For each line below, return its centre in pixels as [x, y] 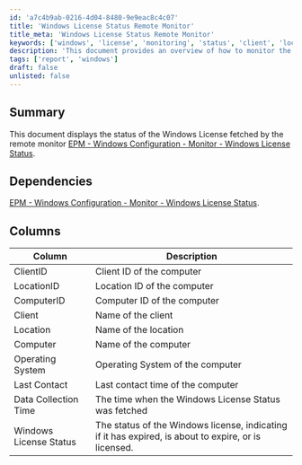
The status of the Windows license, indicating [191, 426]
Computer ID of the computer [158, 301]
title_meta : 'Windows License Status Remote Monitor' [112, 34]
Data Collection [46, 399]
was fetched [122, 411]
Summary [37, 113]
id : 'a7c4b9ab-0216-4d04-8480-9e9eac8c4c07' [94, 18]
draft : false [34, 68]
